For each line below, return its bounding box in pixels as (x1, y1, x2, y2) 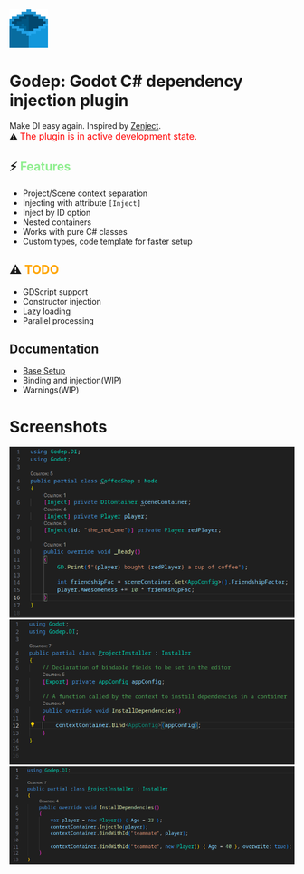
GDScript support (22, 286, 89, 297)
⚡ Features (9, 159, 71, 175)
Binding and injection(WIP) (22, 375, 122, 386)
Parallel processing (22, 315, 95, 325)
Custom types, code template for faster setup (22, 236, 193, 247)
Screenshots (9, 416, 108, 437)
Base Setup (22, 365, 66, 376)
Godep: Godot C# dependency (9, 72, 243, 92)
